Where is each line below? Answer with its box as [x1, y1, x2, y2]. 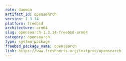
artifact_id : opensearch [5, 12, 57, 17]
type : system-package [5, 39, 50, 44]
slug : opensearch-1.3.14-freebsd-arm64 [5, 30, 88, 35]
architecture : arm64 [5, 26, 48, 30]
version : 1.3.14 [5, 16, 39, 21]
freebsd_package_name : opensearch [5, 44, 77, 49]
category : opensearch [5, 35, 50, 40]
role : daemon [5, 7, 32, 12]
